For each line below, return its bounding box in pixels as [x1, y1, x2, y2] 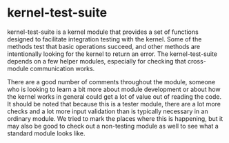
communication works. [30, 64, 95, 73]
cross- [187, 57, 207, 65]
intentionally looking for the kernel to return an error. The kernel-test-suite [7, 50, 218, 58]
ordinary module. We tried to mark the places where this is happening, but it [7, 114, 223, 122]
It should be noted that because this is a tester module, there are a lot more [7, 99, 221, 108]
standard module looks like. [7, 129, 86, 137]
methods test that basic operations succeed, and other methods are [7, 42, 201, 50]
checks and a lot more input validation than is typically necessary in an [7, 107, 208, 115]
